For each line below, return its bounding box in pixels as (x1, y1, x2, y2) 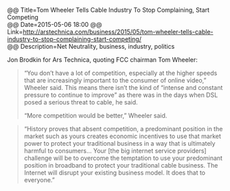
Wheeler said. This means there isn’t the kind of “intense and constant (23, 84, 223, 91)
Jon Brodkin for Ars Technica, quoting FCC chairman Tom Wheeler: (7, 56, 198, 64)
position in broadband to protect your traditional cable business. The (23, 161, 218, 169)
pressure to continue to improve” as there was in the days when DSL (23, 91, 218, 99)
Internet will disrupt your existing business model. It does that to (23, 168, 206, 177)
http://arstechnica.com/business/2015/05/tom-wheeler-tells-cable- (23, 27, 214, 36)
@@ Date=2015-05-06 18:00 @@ (7, 21, 102, 28)
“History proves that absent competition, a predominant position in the (23, 125, 223, 133)
